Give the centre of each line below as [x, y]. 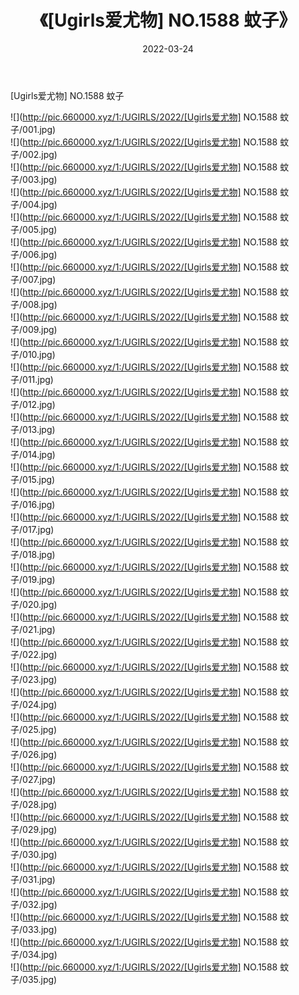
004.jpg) [40, 204]
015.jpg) [39, 479]
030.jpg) [40, 854]
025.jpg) [40, 729]
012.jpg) [39, 404]
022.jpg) [40, 654]
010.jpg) [39, 354]
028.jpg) [40, 804]
